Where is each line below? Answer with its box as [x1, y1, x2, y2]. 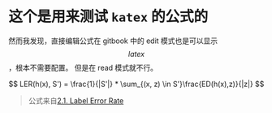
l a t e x [128, 49, 145, 59]
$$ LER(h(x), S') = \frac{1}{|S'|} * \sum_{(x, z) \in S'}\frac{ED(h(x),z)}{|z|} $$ [8, 79, 265, 89]
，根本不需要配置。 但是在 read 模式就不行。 [8, 63, 158, 72]
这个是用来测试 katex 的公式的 [8, 7, 209, 26]
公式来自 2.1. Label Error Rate [28, 95, 124, 106]
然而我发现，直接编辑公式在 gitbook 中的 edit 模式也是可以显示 [8, 36, 218, 46]
